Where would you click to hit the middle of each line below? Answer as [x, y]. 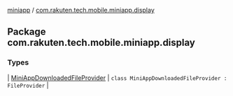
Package [27, 32]
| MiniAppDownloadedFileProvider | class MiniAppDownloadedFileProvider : [117, 78]
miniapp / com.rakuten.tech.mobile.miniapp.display [81, 10]
